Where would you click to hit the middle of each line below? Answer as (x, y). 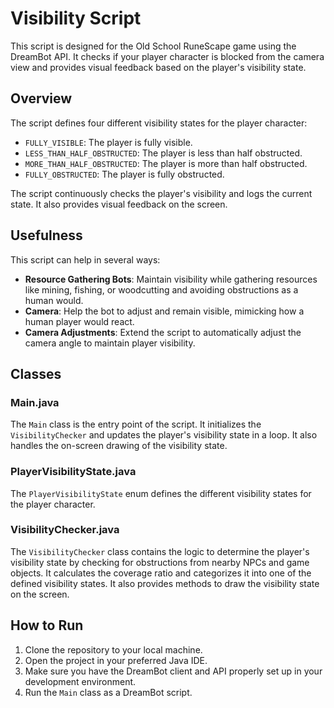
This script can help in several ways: (85, 259)
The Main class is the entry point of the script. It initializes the (136, 424)
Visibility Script (76, 18)
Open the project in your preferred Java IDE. (116, 660)
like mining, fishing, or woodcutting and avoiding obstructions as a (161, 289)
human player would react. (79, 321)
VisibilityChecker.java (65, 530)
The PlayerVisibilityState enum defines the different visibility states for (161, 493)
